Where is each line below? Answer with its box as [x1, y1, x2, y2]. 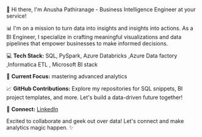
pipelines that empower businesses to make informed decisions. [6, 40, 168, 47]
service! [6, 12, 27, 20]
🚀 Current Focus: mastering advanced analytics [6, 73, 128, 80]
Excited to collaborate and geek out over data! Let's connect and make [6, 117, 184, 125]
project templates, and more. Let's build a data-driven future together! [6, 94, 183, 101]
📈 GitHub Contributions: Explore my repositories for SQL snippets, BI [6, 85, 183, 92]
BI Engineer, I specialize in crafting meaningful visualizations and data [6, 34, 182, 40]
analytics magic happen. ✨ [6, 124, 74, 131]
